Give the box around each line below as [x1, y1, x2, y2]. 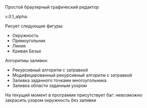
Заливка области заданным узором [12, 83, 87, 88]
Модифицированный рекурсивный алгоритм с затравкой [12, 72, 132, 78]
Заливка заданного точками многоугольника [12, 78, 107, 83]
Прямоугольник [12, 38, 46, 43]
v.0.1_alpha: [5, 14, 28, 19]
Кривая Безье [12, 48, 42, 54]
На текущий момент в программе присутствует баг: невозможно [5, 92, 143, 98]
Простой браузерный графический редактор [5, 4, 99, 10]
